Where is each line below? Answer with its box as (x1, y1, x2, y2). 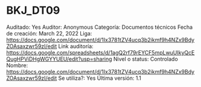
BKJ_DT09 (6, 4, 60, 17)
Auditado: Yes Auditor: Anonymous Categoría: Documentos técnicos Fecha (6, 23, 193, 31)
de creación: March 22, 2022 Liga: (6, 29, 92, 37)
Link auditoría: (58, 43, 94, 50)
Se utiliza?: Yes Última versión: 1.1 (58, 74, 142, 82)
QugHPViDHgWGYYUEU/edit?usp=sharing (6, 55, 113, 62)
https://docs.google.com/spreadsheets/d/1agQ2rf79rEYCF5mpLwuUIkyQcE (6, 49, 195, 56)
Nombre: (6, 61, 28, 69)
